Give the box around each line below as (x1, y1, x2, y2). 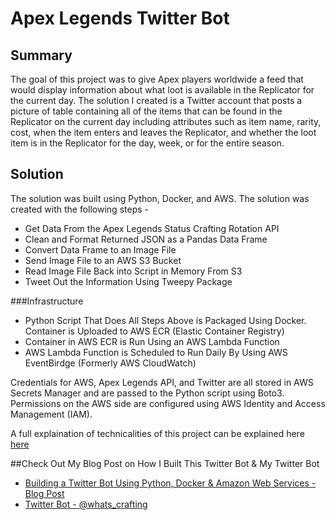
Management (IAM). (10, 408, 93, 420)
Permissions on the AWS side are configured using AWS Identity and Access (10, 397, 326, 409)
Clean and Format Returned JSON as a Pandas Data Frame (24, 233, 268, 245)
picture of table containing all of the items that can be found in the (10, 105, 283, 117)
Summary (10, 47, 73, 64)
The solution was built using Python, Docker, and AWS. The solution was (10, 192, 310, 204)
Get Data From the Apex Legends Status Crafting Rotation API (24, 222, 280, 234)
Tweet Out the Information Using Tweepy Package (24, 275, 233, 287)
